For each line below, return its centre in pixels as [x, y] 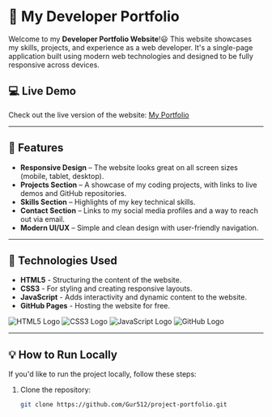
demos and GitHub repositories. [73, 193]
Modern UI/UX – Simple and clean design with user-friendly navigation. [139, 228]
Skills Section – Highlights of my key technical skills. [108, 202]
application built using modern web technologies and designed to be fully [131, 56]
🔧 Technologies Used [63, 260]
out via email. [42, 219]
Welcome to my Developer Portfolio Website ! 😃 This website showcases [130, 39]
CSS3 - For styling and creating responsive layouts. [106, 289]
